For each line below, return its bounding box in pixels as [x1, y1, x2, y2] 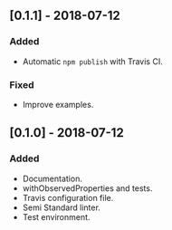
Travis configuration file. [22, 192, 114, 203]
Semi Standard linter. [22, 202, 101, 213]
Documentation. [22, 173, 83, 184]
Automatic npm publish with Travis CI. [22, 55, 163, 67]
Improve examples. [22, 99, 94, 110]
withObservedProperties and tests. [22, 182, 153, 194]
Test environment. [22, 211, 91, 222]
